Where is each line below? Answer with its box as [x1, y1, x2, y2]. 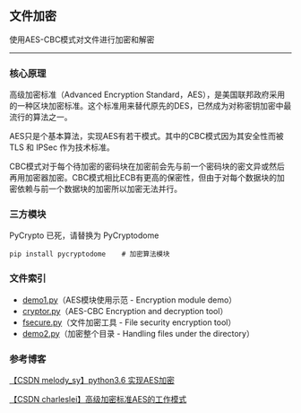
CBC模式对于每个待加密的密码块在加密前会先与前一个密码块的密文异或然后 [9, 161, 285, 172]
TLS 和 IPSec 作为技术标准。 [9, 142, 115, 153]
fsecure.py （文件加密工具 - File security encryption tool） [21, 317, 236, 328]
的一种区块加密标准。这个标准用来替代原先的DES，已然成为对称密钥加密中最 [9, 101, 292, 111]
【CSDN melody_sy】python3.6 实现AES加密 [9, 375, 175, 385]
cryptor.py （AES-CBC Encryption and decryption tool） [21, 305, 228, 316]
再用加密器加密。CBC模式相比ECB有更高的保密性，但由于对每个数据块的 [9, 172, 278, 183]
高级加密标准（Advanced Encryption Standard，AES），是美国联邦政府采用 [9, 89, 285, 101]
